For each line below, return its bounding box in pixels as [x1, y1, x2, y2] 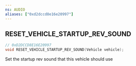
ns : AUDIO [5, 7, 26, 12]
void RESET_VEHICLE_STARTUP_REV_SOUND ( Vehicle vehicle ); [5, 47, 124, 52]
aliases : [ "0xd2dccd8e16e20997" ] [5, 12, 74, 17]
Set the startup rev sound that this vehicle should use [5, 56, 113, 62]
